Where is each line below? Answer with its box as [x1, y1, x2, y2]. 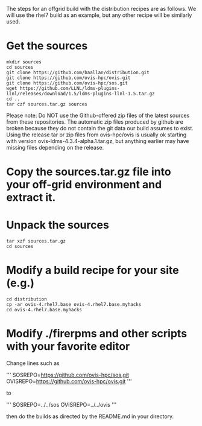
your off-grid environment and [6, 178, 162, 192]
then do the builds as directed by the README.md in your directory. [6, 413, 174, 420]
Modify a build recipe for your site [6, 264, 179, 277]
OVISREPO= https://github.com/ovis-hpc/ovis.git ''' [6, 377, 132, 385]
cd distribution [6, 296, 47, 302]
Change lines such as [6, 359, 60, 367]
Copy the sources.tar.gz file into [6, 165, 171, 179]
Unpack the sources [6, 218, 110, 232]
